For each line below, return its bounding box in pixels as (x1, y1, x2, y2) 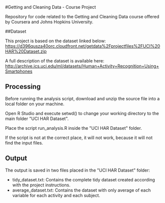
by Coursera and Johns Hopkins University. (5, 19, 94, 25)
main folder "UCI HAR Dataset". (5, 116, 69, 121)
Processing (5, 83, 41, 91)
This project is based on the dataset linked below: (5, 38, 106, 44)
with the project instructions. (12, 182, 70, 188)
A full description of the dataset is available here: (5, 58, 104, 63)
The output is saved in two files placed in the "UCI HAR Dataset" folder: (5, 167, 150, 173)
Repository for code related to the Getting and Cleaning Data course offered (5, 14, 159, 19)
